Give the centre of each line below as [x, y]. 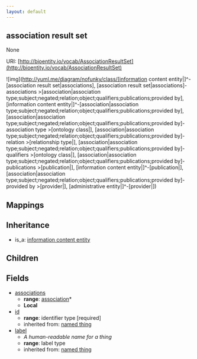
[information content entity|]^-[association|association [72, 104]
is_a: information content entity [52, 239]
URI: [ [13, 61]
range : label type [44, 343]
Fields [18, 279]
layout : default [26, 12]
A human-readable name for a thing [68, 336]
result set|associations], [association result [89, 85]
